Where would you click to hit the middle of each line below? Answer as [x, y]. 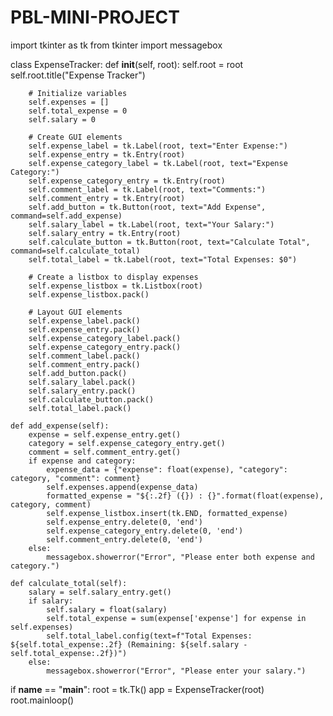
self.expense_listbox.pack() [89, 294]
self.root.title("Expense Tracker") [78, 75]
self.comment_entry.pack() [84, 364]
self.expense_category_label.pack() [105, 338]
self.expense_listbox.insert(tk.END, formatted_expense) [167, 513]
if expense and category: [82, 461]
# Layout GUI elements [75, 312]
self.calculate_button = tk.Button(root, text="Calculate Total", [169, 242]
